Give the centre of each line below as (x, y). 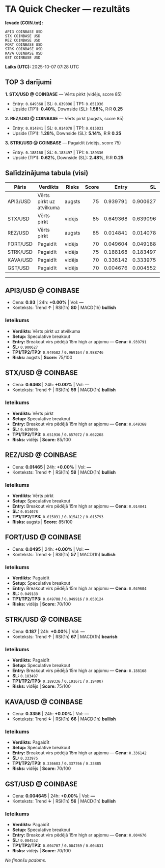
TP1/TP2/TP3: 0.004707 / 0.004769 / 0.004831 (58, 845)
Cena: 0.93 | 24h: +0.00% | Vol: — (48, 302)
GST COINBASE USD (23, 58)
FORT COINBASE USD (24, 45)
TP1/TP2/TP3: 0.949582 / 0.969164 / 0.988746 (58, 352)
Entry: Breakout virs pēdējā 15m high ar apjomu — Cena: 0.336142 (79, 753)
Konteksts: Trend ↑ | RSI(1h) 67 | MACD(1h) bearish (65, 636)
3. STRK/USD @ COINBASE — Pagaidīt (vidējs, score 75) (63, 143)
